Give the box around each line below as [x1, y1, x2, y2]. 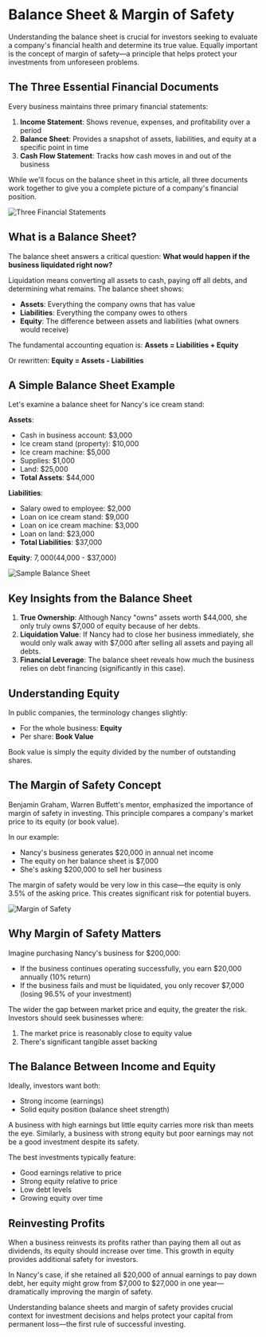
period [19, 125, 42, 135]
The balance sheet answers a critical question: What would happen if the [8, 251, 251, 261]
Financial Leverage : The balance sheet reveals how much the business [19, 655, 255, 665]
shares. [8, 755, 33, 765]
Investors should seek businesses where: [8, 1013, 144, 1022]
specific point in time [19, 142, 89, 152]
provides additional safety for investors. [8, 1255, 139, 1264]
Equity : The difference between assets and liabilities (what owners [19, 316, 240, 326]
